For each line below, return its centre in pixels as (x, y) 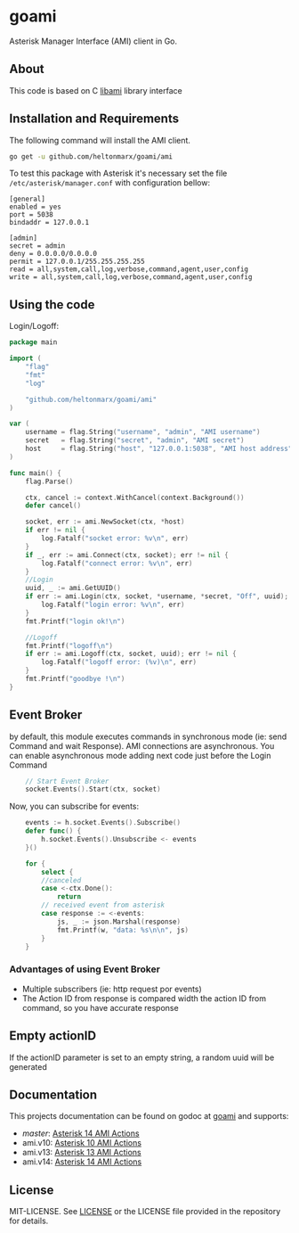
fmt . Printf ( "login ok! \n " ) (75, 621)
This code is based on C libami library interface (96, 90)
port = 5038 (31, 215)
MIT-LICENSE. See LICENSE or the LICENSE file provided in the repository (145, 1212)
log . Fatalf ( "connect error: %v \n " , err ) (117, 563)
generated (28, 1066)
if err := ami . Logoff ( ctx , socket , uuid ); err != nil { (131, 654)
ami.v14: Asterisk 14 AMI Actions (82, 1162)
